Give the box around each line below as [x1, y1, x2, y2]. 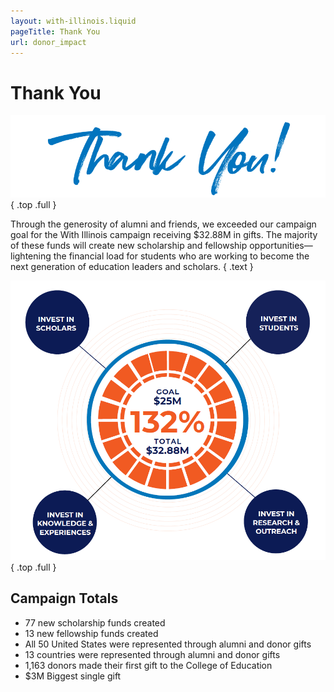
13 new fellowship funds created [24, 627, 159, 639]
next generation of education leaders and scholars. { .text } [10, 260, 254, 272]
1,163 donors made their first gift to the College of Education [24, 659, 273, 671]
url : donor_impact [10, 37, 87, 47]
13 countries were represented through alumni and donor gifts [24, 648, 281, 660]
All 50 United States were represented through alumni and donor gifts [24, 638, 312, 650]
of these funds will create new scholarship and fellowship [10, 239, 248, 251]
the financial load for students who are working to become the [53, 250, 310, 262]
